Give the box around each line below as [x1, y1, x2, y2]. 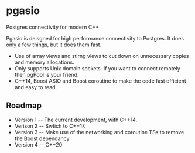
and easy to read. [14, 83, 57, 90]
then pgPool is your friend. [14, 71, 79, 78]
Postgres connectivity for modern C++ [6, 23, 100, 30]
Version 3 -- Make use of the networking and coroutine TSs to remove [14, 128, 184, 135]
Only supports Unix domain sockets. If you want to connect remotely [14, 64, 180, 72]
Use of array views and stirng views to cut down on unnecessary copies [14, 52, 189, 59]
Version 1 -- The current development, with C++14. [14, 116, 138, 123]
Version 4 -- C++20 [14, 141, 63, 148]
